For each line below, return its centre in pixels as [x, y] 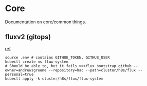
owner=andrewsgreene [26, 70]
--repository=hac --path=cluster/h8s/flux [92, 70]
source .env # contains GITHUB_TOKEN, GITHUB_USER [57, 57]
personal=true [19, 74]
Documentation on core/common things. [46, 22]
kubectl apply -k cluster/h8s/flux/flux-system [54, 79]
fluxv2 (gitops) [28, 37]
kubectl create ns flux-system [37, 62]
